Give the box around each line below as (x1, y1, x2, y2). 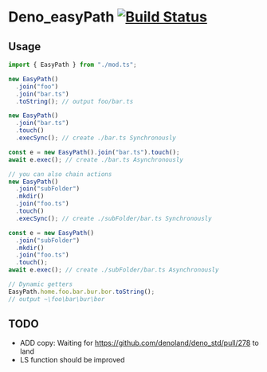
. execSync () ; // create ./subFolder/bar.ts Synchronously (15, 214, 213, 222)
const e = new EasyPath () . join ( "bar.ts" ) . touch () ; (8, 148, 180, 156)
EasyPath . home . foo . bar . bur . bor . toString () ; (8, 288, 155, 296)
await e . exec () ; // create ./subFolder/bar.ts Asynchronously (8, 266, 219, 274)
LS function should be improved (19, 355, 125, 365)
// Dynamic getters (8, 280, 73, 288)
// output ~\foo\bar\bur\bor (8, 295, 105, 303)
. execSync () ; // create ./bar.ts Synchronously (15, 134, 177, 142)
